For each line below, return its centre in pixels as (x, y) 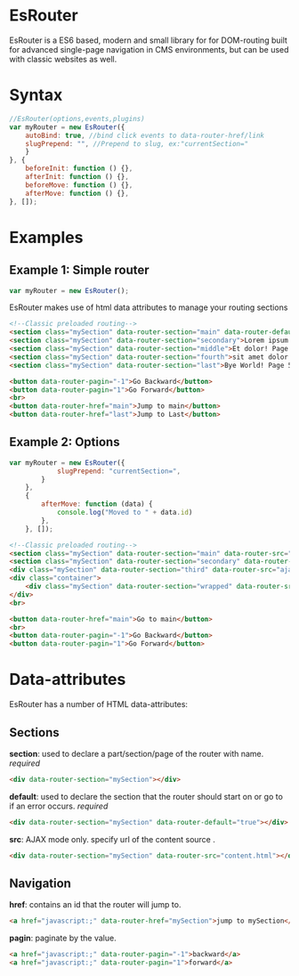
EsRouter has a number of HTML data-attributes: (99, 704)
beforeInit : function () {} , (79, 169)
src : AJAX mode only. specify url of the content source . (112, 839)
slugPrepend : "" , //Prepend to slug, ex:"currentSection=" (137, 143)
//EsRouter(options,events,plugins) (77, 118)
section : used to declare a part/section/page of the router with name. (137, 753)
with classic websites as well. (63, 59)
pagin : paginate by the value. (63, 938)
